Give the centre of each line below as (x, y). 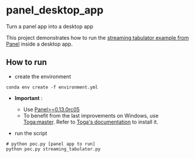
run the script (31, 133)
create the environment (43, 76)
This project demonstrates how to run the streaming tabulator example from (97, 37)
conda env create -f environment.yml (52, 87)
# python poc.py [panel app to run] (51, 144)
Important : (28, 98)
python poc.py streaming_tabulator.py (53, 149)
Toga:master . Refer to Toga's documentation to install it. (91, 122)
